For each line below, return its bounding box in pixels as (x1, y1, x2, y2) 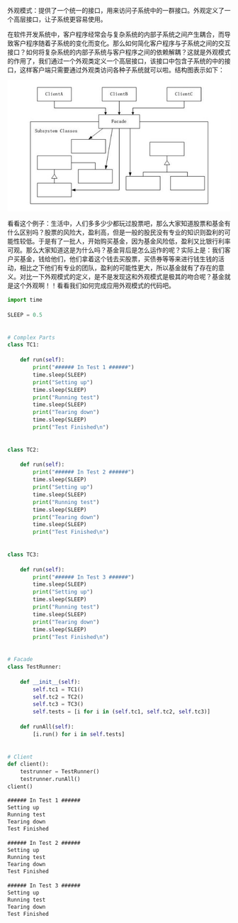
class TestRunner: (7, 663, 62, 671)
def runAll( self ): (20, 723, 74, 731)
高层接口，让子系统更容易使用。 (13, 15, 107, 23)
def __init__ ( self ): (20, 678, 81, 685)
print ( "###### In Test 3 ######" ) (33, 574, 135, 581)
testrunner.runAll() (20, 776, 81, 783)
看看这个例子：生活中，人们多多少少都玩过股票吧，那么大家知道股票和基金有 (7, 219, 231, 228)
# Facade (7, 656, 33, 663)
